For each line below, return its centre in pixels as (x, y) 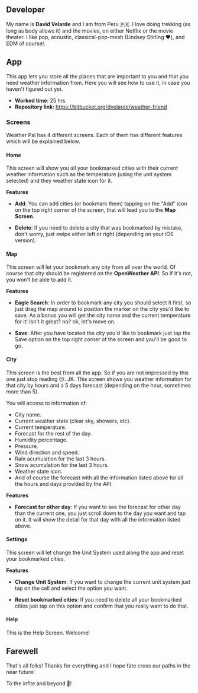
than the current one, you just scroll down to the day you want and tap (100, 513)
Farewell (22, 651)
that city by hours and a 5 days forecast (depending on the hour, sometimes (98, 385)
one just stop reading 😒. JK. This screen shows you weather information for (99, 379)
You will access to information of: (47, 403)
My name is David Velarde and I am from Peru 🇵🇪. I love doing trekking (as (98, 24)
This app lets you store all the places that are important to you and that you (98, 76)
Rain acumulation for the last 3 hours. (60, 459)
